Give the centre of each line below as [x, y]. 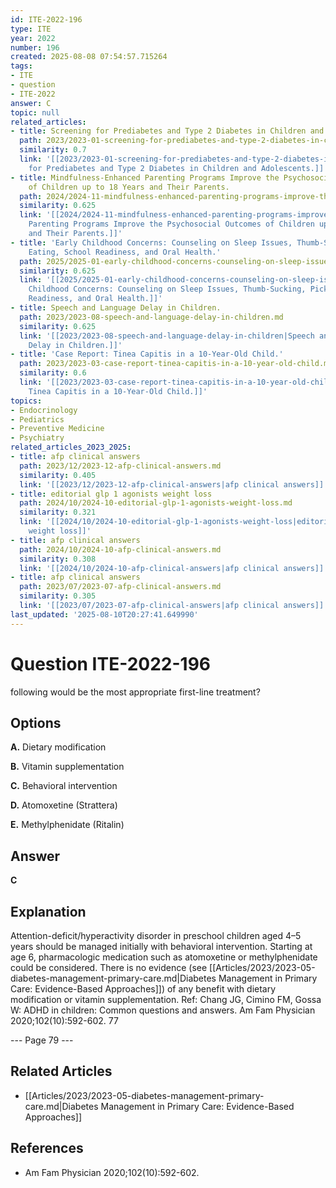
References [47, 1148]
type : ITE [31, 29]
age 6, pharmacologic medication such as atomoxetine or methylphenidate [164, 957]
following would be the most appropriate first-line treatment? [135, 692]
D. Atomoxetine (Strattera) [64, 805]
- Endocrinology [44, 410]
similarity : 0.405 [58, 475]
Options [36, 722]
